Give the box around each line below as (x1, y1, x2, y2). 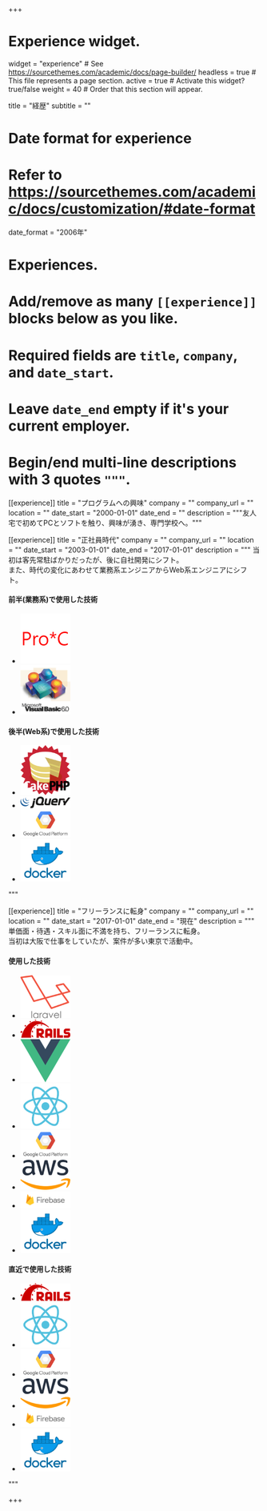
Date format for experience (8, 130, 192, 148)
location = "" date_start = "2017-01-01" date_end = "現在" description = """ (8, 916, 255, 926)
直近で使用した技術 (8, 1265, 72, 1274)
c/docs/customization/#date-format (8, 200, 256, 218)
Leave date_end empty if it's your (8, 399, 229, 418)
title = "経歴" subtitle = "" (8, 101, 91, 110)
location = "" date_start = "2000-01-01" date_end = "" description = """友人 (8, 507, 257, 517)
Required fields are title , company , (8, 346, 238, 364)
